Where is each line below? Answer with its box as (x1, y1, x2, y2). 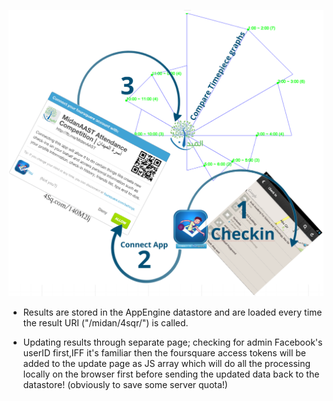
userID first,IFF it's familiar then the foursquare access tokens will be (22, 347, 306, 359)
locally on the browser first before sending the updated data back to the (22, 368, 320, 380)
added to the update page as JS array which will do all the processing (22, 358, 311, 370)
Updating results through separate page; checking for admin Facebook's (22, 336, 323, 349)
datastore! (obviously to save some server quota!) (22, 379, 228, 391)
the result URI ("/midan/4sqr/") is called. (22, 317, 189, 329)
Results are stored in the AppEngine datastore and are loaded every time (22, 306, 323, 319)
